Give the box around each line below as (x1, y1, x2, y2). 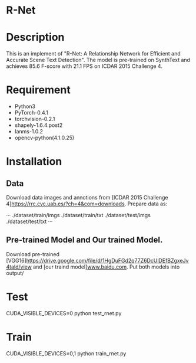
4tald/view (6, 263, 32, 270)
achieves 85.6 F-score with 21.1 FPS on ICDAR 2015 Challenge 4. (6, 63, 163, 70)
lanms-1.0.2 (14, 128, 43, 135)
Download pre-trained (6, 250, 60, 257)
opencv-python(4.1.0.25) (14, 134, 75, 142)
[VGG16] (6, 257, 26, 264)
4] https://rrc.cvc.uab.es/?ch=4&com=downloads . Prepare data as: (6, 200, 168, 207)
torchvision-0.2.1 (14, 116, 55, 123)
